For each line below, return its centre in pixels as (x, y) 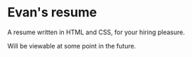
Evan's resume (52, 12)
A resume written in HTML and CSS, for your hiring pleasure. (96, 32)
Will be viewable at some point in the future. (72, 46)
